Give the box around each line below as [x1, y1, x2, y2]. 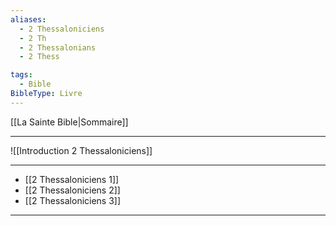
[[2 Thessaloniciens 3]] [24, 194, 122, 206]
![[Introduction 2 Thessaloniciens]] [10, 144, 153, 156]
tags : [10, 70, 33, 80]
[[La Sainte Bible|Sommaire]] [10, 116, 129, 128]
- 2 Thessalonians [19, 42, 97, 53]
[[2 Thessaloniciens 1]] [24, 173, 120, 185]
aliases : [10, 14, 47, 25]
